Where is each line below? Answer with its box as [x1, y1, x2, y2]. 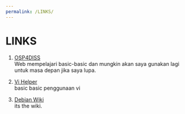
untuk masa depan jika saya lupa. [14, 66, 96, 74]
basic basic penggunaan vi [14, 84, 81, 91]
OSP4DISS [14, 54, 41, 61]
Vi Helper [14, 78, 37, 85]
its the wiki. [14, 102, 42, 109]
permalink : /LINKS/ [5, 8, 54, 15]
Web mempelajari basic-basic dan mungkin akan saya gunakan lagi [14, 60, 180, 67]
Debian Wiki [14, 96, 44, 103]
